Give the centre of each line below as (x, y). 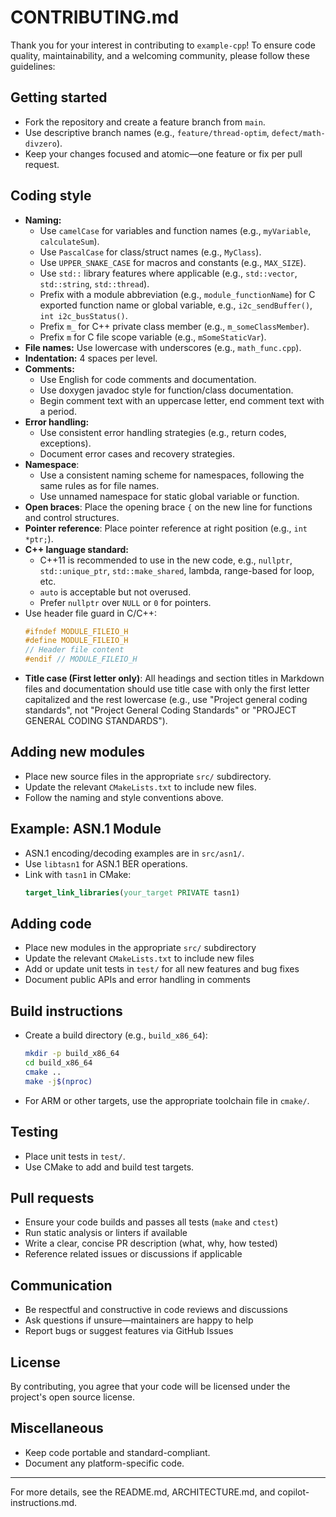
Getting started (59, 97)
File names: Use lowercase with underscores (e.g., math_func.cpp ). (163, 347)
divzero (40, 144)
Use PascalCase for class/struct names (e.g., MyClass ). (150, 252)
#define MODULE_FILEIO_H (76, 641)
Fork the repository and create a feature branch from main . (145, 122)
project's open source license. (72, 1397)
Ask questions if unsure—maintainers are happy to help (139, 1320)
